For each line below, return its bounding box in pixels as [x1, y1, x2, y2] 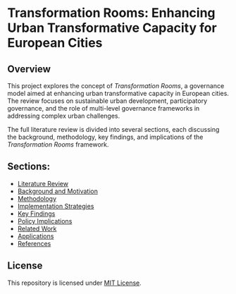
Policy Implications [17, 216, 73, 225]
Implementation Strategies [17, 202, 94, 210]
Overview [7, 63, 51, 75]
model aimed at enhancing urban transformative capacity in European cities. [7, 90, 229, 97]
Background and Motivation [17, 187, 99, 195]
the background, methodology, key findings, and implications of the [7, 133, 204, 141]
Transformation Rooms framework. [7, 140, 109, 149]
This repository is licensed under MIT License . [7, 278, 142, 287]
